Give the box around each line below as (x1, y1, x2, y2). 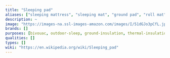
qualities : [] (5, 36, 35, 41)
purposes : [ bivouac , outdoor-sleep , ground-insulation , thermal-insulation (5, 31, 168, 36)
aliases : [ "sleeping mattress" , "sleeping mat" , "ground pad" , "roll (5, 12, 155, 17)
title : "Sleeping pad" (5, 7, 53, 13)
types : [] (5, 40, 26, 45)
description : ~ (5, 17, 37, 22)
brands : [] (5, 26, 28, 31)
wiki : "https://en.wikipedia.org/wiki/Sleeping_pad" (5, 45, 119, 50)
